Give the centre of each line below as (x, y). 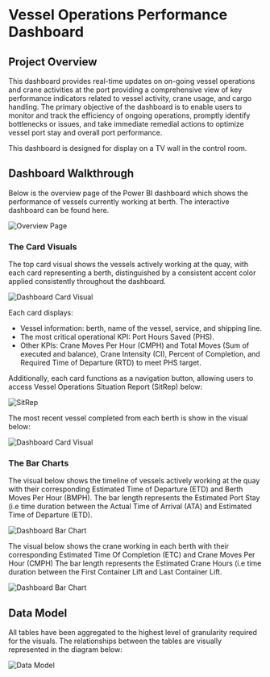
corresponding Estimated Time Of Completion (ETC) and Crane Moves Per (132, 555)
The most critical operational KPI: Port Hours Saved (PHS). (117, 337)
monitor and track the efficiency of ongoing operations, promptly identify (129, 115)
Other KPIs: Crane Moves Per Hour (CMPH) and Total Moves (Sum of (135, 345)
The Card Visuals (43, 246)
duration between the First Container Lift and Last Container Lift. (115, 572)
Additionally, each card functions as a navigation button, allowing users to (131, 378)
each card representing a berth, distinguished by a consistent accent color (132, 273)
